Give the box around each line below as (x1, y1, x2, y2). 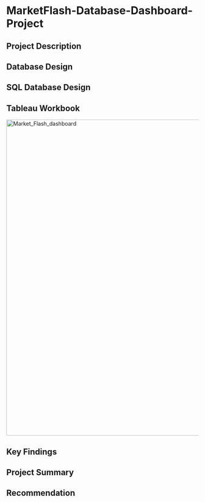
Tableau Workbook (6, 103, 81, 113)
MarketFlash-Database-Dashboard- (6, 4, 193, 18)
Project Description (6, 41, 82, 51)
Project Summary (6, 467, 74, 478)
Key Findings (6, 446, 57, 457)
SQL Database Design (6, 82, 91, 93)
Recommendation (6, 488, 75, 498)
